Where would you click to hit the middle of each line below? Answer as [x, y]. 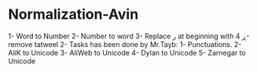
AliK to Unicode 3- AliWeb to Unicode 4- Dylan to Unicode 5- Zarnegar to [127, 52]
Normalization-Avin [73, 14]
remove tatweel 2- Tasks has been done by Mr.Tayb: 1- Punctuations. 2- [125, 44]
